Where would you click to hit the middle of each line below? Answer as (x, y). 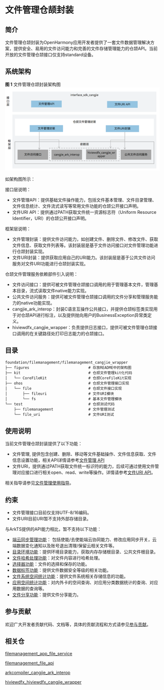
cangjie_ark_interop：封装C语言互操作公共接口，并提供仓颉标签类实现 (83, 309)
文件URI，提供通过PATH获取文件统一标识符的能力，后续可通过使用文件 (83, 466)
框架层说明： (18, 229)
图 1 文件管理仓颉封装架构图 (33, 84)
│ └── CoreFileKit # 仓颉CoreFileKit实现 (68, 378)
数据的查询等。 (32, 588)
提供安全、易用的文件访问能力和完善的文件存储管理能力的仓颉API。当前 (86, 49)
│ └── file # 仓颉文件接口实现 (64, 389)
